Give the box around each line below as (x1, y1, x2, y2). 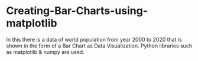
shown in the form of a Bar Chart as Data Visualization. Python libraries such (6, 42, 193, 49)
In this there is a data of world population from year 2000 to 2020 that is (6, 36, 182, 43)
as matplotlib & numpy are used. (6, 48, 85, 55)
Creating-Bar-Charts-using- (6, 4, 148, 18)
